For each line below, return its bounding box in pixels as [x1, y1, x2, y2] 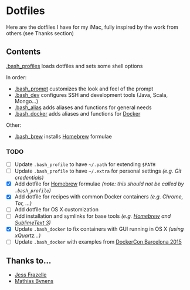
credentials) [14, 174, 44, 181]
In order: [6, 73, 27, 80]
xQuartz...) [14, 232, 41, 239]
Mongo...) [14, 97, 39, 104]
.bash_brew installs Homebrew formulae [14, 133, 113, 140]
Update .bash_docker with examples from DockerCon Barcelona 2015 [14, 238, 182, 245]
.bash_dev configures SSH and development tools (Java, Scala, [14, 91, 168, 98]
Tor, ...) [14, 200, 32, 207]
